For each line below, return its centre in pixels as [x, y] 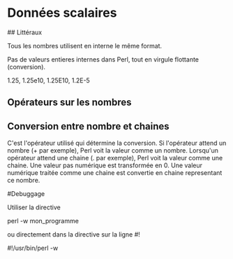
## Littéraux [25, 32]
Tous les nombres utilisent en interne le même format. [85, 45]
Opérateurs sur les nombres [69, 103]
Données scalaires [62, 13]
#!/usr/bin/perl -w [33, 248]
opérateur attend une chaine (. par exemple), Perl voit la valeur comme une [115, 158]
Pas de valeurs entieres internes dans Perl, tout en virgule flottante [103, 59]
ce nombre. [24, 181]
